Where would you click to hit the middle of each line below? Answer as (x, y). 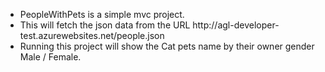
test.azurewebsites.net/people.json (92, 35)
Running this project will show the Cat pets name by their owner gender (167, 46)
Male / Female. (50, 57)
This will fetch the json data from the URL (105, 25)
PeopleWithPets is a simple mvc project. (102, 14)
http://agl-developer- (236, 25)
